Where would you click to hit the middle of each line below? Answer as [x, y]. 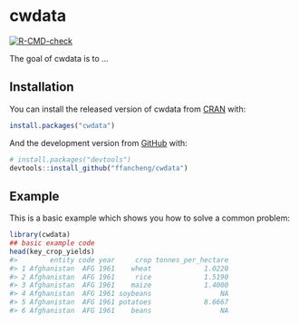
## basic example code [52, 243]
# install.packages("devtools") [70, 160]
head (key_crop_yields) [52, 251]
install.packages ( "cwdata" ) [63, 125]
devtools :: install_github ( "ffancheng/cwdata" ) [99, 168]
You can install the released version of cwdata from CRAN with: [128, 109]
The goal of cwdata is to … [59, 58]
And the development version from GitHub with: [98, 142]
